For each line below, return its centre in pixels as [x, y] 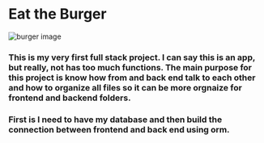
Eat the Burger [57, 14]
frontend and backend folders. [70, 98]
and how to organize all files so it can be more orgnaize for [126, 87]
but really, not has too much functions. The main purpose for [130, 67]
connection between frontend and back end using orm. [119, 129]
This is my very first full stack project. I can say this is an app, [132, 57]
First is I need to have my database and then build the [115, 120]
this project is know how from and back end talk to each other [132, 78]
